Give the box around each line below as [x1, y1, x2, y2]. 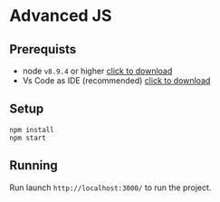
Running [9, 158, 59, 173]
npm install [9, 125, 54, 134]
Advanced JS [9, 5, 112, 26]
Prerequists [9, 42, 77, 57]
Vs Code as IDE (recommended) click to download [22, 75, 211, 86]
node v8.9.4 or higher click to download [22, 65, 173, 76]
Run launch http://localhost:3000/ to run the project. [9, 182, 212, 193]
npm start [9, 133, 47, 142]
